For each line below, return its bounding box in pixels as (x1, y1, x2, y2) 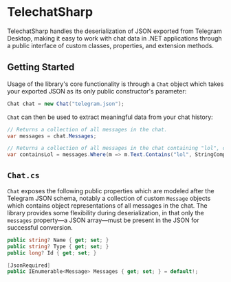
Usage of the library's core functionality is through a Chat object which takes (7, 80, 224, 88)
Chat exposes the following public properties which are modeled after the (7, 186, 214, 195)
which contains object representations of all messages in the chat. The (7, 201, 208, 210)
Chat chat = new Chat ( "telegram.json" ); (7, 100, 125, 107)
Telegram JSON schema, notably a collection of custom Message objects (7, 194, 211, 202)
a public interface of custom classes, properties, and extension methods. (7, 41, 214, 50)
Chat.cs (7, 170, 40, 180)
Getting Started (7, 61, 75, 73)
